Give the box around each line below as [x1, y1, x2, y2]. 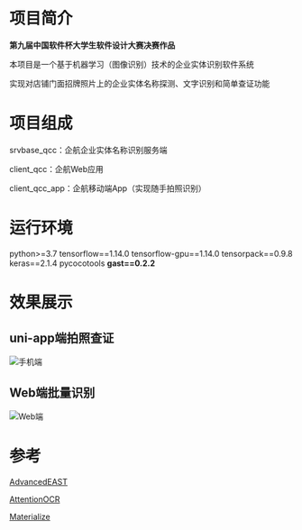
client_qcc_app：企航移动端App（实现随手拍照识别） [9, 182, 206, 194]
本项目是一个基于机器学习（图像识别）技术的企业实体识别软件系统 [9, 59, 254, 69]
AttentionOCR [9, 493, 60, 505]
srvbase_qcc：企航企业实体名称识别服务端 [9, 144, 168, 155]
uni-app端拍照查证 [9, 331, 114, 346]
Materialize [9, 511, 51, 522]
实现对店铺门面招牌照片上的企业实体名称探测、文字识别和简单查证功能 [9, 78, 270, 88]
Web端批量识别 [9, 385, 96, 401]
